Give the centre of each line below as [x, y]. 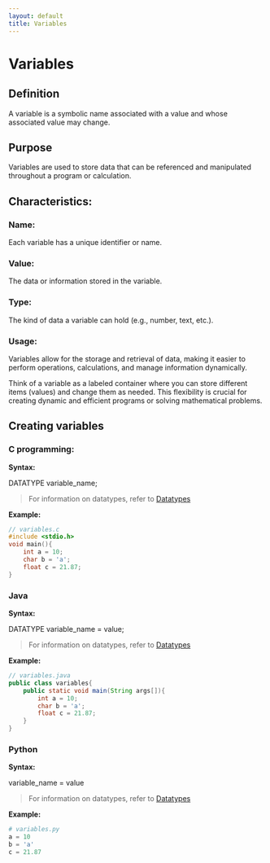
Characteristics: [50, 202]
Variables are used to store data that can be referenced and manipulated [130, 167]
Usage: [23, 341]
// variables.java [39, 676]
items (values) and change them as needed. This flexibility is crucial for [128, 392]
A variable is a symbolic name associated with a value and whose [118, 113]
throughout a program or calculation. [70, 176]
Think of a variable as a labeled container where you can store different [128, 383]
